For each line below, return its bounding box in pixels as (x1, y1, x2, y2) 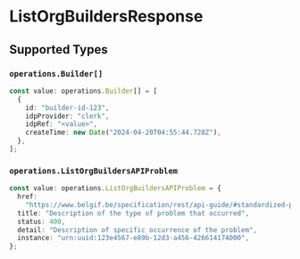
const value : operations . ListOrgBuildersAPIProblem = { (9, 184, 221, 193)
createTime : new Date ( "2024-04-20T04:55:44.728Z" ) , (25, 128, 221, 138)
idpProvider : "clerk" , (25, 112, 110, 121)
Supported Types (9, 42, 109, 57)
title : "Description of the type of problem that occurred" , (17, 208, 250, 218)
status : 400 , (17, 217, 66, 226)
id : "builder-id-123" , (25, 103, 110, 113)
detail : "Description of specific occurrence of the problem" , (17, 225, 257, 234)
